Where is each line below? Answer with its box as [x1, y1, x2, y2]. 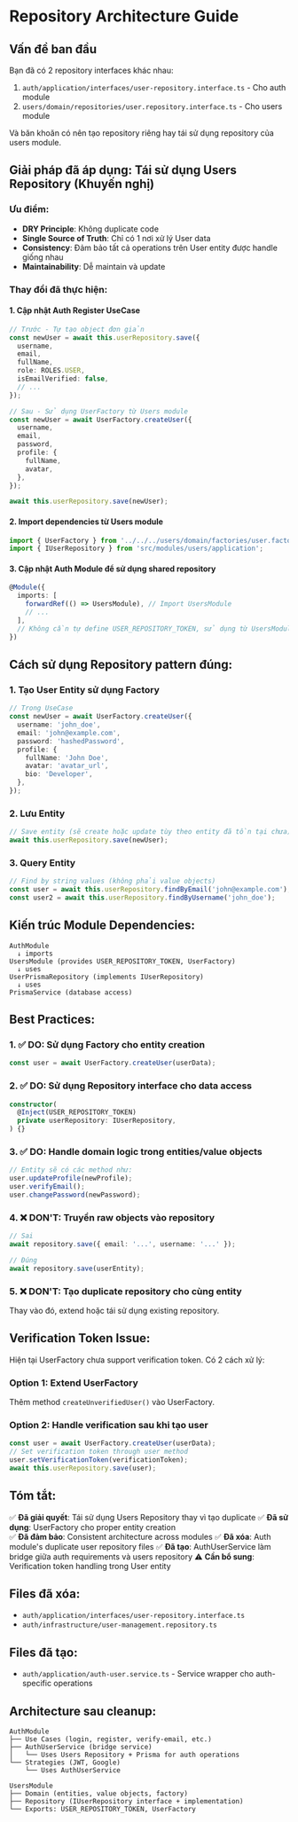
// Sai [9, 1231, 34, 1241]
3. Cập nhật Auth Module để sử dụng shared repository [9, 563, 216, 574]
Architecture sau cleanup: [9, 1703, 157, 1718]
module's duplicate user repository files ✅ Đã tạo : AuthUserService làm [9, 1541, 271, 1551]
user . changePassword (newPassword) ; [9, 1190, 141, 1199]
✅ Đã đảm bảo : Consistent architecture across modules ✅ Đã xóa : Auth [9, 1531, 271, 1542]
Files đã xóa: [9, 1586, 81, 1602]
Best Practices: [9, 1012, 96, 1027]
